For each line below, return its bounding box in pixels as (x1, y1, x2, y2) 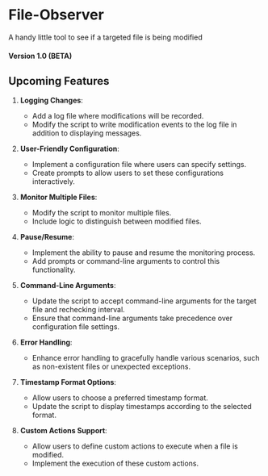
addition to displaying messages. (31, 128, 142, 138)
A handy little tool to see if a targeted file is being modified (8, 32, 203, 42)
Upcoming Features (8, 74, 110, 88)
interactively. (31, 177, 75, 186)
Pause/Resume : (19, 232, 75, 242)
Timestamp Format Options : (19, 378, 117, 387)
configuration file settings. (31, 322, 119, 332)
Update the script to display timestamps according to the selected (31, 402, 252, 411)
